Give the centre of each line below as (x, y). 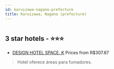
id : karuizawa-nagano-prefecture (39, 9)
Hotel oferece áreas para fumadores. (55, 62)
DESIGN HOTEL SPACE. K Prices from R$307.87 (60, 53)
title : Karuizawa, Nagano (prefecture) (46, 14)
